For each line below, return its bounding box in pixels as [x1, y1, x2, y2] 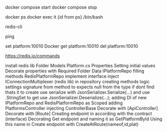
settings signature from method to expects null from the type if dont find [5, 84, 154, 90]
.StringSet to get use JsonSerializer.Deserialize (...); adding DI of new [5, 95, 147, 100]
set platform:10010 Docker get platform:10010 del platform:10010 [5, 43, 138, 49]
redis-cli [5, 24, 23, 30]
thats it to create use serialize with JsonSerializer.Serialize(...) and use [5, 89, 150, 95]
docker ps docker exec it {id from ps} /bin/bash [5, 14, 103, 20]
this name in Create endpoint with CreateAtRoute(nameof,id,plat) [5, 121, 139, 127]
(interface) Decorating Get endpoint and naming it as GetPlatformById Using [5, 116, 162, 122]
